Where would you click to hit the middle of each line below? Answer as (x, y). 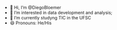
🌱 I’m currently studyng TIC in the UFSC (50, 18)
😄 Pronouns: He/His (31, 23)
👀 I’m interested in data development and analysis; (61, 13)
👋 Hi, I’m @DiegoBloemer (35, 7)
